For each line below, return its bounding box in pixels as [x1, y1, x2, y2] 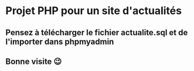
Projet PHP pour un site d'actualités [5, 4, 182, 18]
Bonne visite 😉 [5, 56, 62, 66]
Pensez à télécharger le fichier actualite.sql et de [5, 28, 188, 38]
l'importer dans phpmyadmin [5, 36, 114, 46]
